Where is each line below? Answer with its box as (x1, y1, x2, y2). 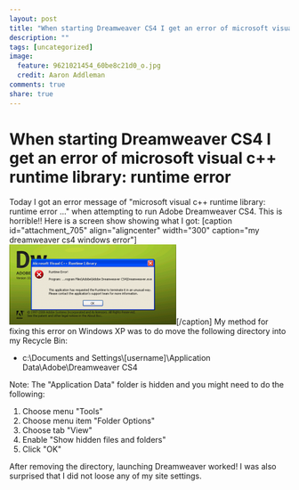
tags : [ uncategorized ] (9, 43, 93, 52)
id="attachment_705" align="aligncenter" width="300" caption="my (9, 225, 260, 235)
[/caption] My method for (176, 316, 269, 327)
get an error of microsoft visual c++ (9, 148, 278, 168)
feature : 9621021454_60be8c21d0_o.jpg (17, 61, 162, 70)
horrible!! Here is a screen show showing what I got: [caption (9, 215, 233, 226)
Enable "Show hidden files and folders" (21, 434, 166, 445)
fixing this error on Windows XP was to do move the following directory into (9, 325, 287, 336)
